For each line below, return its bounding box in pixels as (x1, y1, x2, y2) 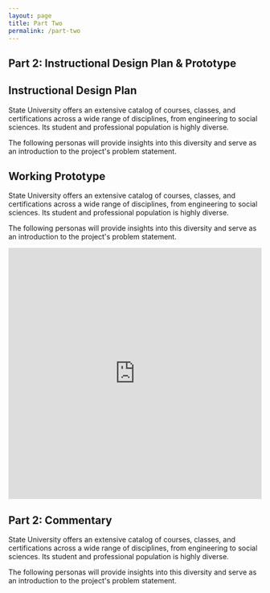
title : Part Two (8, 19, 63, 27)
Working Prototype (8, 170, 106, 183)
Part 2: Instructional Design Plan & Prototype (8, 56, 237, 70)
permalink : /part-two (8, 27, 81, 35)
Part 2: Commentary (8, 513, 112, 527)
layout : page (8, 11, 52, 20)
